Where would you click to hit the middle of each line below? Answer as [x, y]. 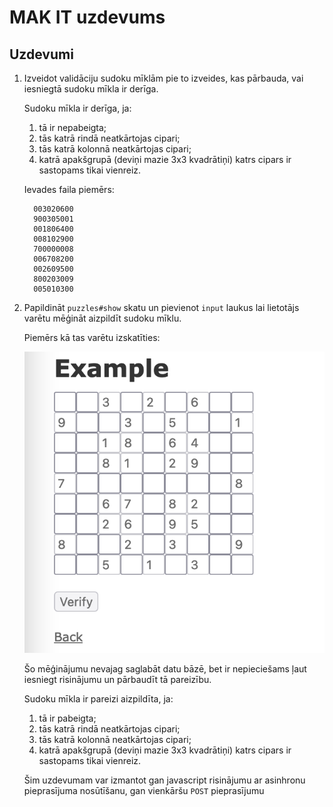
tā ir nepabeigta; [72, 127]
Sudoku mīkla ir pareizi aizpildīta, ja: [98, 698]
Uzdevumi [41, 54]
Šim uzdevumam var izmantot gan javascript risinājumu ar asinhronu [164, 780]
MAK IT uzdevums [87, 17]
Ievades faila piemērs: [69, 189]
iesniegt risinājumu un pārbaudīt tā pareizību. [117, 679]
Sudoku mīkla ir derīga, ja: [77, 108]
